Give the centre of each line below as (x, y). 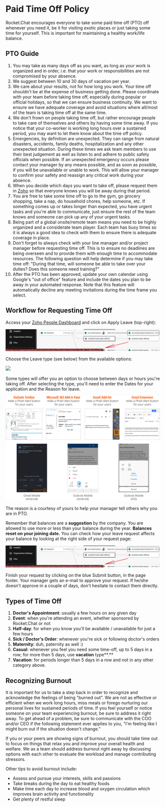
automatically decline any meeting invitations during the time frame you (85, 290)
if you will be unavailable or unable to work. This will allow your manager (86, 170)
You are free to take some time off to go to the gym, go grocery (77, 196)
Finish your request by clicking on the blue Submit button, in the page (76, 575)
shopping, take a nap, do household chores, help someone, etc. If (79, 201)
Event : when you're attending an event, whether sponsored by (76, 618)
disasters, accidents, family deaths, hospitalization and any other (78, 144)
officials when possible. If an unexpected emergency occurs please (81, 159)
